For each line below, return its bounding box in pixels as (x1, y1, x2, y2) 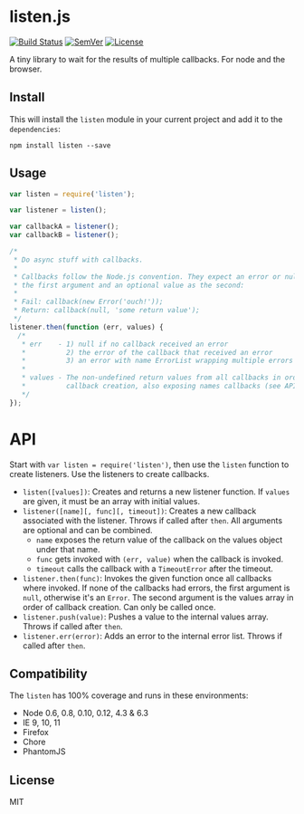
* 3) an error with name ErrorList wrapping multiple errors (21, 356, 294, 366)
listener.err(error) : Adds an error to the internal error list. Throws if (22, 630, 283, 641)
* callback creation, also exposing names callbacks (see (21, 382, 281, 391)
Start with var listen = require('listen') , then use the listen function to (9, 459, 290, 470)
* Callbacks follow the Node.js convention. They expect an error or (13, 272, 281, 282)
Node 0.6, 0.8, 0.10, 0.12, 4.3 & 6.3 (22, 708, 149, 719)
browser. (9, 63, 43, 74)
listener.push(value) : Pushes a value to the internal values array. (22, 611, 269, 622)
